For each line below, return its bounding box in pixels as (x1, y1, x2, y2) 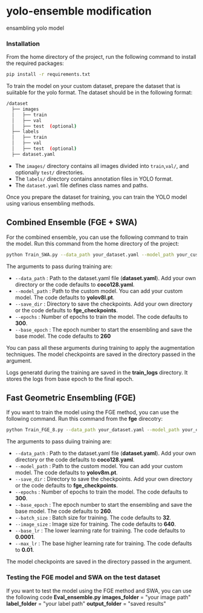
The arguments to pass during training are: (6, 263, 113, 270)
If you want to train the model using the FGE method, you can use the (6, 409, 179, 416)
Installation (6, 39, 40, 48)
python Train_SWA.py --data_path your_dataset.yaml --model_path (6, 252, 174, 258)
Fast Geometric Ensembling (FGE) (6, 392, 136, 403)
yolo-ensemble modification (6, 4, 152, 18)
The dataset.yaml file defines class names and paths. (14, 181, 149, 189)
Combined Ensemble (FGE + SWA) (6, 217, 138, 228)
